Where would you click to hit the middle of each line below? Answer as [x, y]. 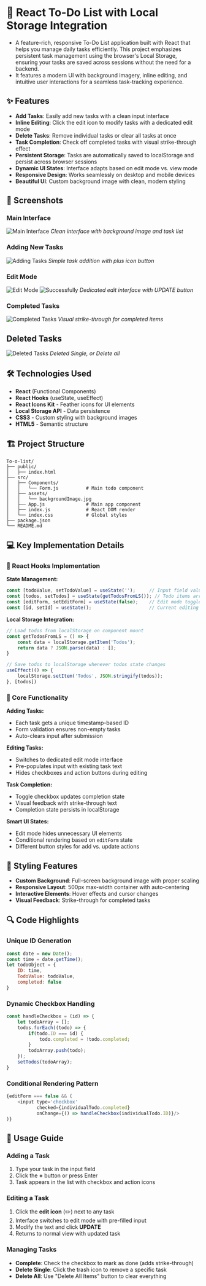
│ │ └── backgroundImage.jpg [49, 499]
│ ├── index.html [31, 472]
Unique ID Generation [39, 941]
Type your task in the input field [55, 1169]
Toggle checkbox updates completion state [70, 797]
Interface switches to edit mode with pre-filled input [81, 1221]
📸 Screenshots [35, 201]
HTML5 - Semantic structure [51, 424]
